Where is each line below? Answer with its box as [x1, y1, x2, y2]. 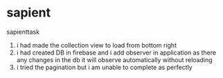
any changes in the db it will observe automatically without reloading [16, 55, 213, 64]
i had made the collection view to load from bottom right [16, 41, 177, 49]
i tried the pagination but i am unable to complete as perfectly [16, 63, 193, 71]
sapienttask [6, 28, 39, 36]
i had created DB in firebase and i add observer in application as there [16, 48, 216, 57]
